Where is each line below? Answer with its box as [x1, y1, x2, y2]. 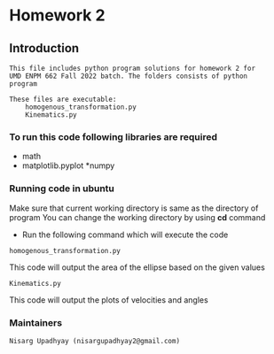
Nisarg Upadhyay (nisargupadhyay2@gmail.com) [9, 336, 180, 345]
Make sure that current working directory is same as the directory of [9, 203, 259, 213]
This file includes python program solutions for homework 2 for [9, 64, 255, 73]
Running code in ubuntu [9, 182, 115, 195]
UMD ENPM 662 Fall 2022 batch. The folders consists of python [9, 72, 248, 81]
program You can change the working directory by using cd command [9, 212, 266, 222]
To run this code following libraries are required [9, 130, 218, 142]
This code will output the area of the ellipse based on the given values [9, 262, 266, 273]
